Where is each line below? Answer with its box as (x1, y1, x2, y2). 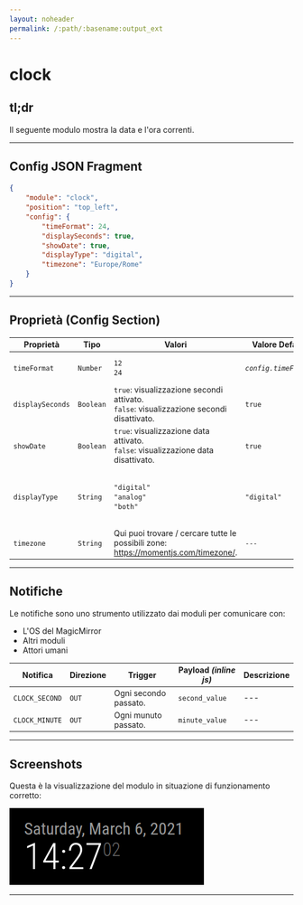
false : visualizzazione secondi (114, 403, 227, 414)
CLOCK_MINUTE (13, 716, 62, 725)
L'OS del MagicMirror (22, 625, 102, 636)
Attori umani (22, 645, 69, 655)
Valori (163, 339, 188, 350)
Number (78, 363, 103, 372)
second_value (178, 694, 227, 703)
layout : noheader (9, 14, 75, 24)
